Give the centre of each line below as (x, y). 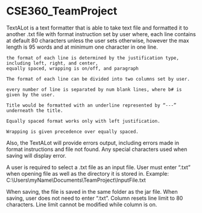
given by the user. (31, 94)
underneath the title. (35, 110)
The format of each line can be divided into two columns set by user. (98, 79)
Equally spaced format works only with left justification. (84, 121)
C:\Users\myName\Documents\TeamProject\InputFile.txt (76, 180)
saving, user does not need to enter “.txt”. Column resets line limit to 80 (95, 198)
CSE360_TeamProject (62, 11)
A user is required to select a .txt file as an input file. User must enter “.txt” (99, 167)
